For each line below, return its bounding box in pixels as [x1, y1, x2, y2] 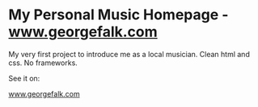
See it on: [8, 73, 40, 83]
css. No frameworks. [8, 58, 78, 68]
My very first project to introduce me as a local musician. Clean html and [8, 49, 251, 59]
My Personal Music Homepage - [8, 6, 229, 24]
